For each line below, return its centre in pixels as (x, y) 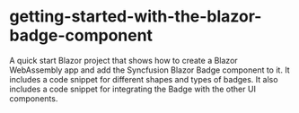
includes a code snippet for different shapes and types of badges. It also (144, 79)
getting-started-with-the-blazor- (136, 17)
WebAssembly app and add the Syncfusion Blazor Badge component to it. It (149, 70)
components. (34, 98)
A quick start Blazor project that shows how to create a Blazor (123, 60)
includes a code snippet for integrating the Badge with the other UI (132, 89)
